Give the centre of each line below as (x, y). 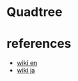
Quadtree (34, 12)
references (39, 44)
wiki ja (26, 71)
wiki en (27, 63)
